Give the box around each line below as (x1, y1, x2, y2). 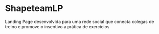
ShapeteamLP (5, 3, 64, 14)
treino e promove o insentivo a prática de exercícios (5, 23, 110, 29)
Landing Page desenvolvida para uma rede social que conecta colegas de (5, 19, 154, 24)
